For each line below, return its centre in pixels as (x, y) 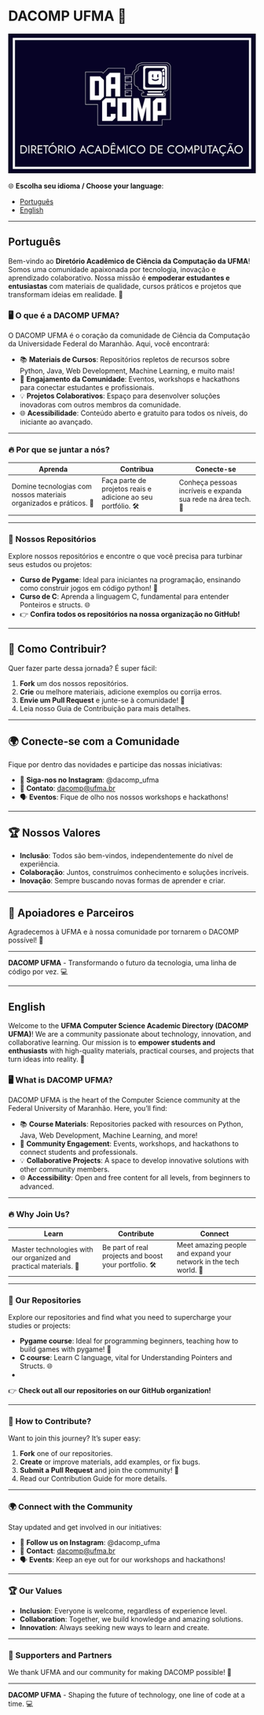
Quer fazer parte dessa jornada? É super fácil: (82, 668)
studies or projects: (39, 1326)
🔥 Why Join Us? (39, 1215)
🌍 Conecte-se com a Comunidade (94, 741)
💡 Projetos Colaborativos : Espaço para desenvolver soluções (120, 396)
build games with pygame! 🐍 (65, 1349)
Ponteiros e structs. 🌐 (55, 604)
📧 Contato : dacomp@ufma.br (68, 788)
